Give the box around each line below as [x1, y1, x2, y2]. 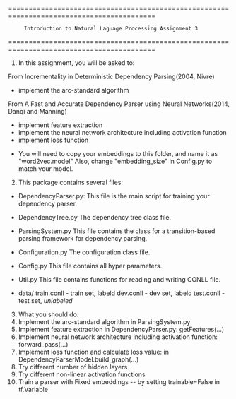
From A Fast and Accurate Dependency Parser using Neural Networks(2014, [8, 100, 230, 108]
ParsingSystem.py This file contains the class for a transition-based [18, 227, 216, 235]
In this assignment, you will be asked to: [18, 59, 135, 67]
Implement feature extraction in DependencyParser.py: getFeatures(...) [18, 326, 225, 333]
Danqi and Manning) [8, 107, 68, 115]
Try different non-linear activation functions [18, 370, 146, 379]
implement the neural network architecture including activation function [18, 129, 227, 136]
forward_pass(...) [18, 340, 69, 348]
